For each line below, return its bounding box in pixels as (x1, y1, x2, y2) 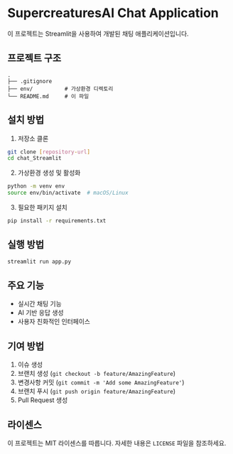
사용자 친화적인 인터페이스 (17, 318, 91, 326)
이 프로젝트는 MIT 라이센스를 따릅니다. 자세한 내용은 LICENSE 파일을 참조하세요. (7, 439, 227, 448)
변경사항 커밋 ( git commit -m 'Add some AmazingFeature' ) (17, 378, 185, 387)
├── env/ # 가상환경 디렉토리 (7, 85, 114, 92)
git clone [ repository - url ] (7, 148, 91, 156)
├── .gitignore (7, 77, 53, 85)
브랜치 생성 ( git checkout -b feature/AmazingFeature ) (17, 369, 176, 378)
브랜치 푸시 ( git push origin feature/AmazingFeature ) (17, 387, 176, 396)
